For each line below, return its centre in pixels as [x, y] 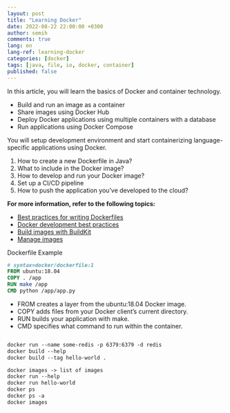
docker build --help [37, 351]
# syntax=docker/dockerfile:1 [51, 265]
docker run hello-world [41, 383]
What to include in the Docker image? [70, 168]
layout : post [26, 13]
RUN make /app [28, 284]
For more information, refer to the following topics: [81, 203]
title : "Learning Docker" [44, 20]
